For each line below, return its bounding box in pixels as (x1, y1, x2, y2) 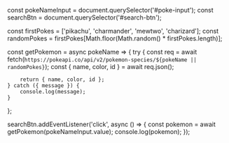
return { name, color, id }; (20, 76, 105, 83)
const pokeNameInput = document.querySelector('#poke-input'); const (7, 6, 214, 14)
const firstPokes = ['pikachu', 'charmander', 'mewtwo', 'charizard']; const (7, 27, 219, 35)
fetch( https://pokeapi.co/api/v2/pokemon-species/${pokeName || (7, 55, 197, 63)
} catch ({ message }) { (7, 82, 80, 89)
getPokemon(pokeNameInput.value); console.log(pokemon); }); (7, 128, 190, 135)
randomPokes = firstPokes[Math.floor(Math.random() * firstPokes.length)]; (7, 34, 223, 43)
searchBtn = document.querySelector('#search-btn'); (7, 13, 162, 22)
